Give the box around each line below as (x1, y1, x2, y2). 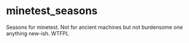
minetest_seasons (6, 4, 98, 18)
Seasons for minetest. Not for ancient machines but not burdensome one (6, 24, 183, 31)
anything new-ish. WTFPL (6, 29, 69, 37)
